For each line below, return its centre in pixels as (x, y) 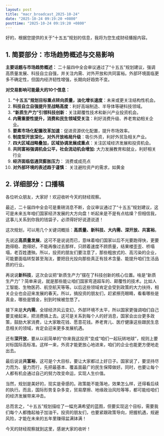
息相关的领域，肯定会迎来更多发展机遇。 (46, 328)
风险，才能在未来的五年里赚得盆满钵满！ (46, 418)
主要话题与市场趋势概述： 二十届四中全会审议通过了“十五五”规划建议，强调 (81, 67)
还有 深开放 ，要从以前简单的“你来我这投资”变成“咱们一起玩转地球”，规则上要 (82, 338)
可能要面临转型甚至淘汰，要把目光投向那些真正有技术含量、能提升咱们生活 (80, 258)
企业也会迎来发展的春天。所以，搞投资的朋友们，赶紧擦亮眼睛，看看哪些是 (84, 293)
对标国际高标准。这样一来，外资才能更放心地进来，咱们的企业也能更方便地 (80, 344)
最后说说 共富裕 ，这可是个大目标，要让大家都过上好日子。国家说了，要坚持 (80, 361)
